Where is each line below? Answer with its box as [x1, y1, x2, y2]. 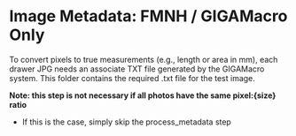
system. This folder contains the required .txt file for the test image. [9, 72, 255, 83]
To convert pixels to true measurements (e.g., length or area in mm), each [9, 54, 278, 64]
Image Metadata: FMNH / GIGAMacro [9, 6, 288, 26]
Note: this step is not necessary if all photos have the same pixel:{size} [9, 90, 277, 101]
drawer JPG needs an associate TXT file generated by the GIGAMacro [9, 64, 265, 74]
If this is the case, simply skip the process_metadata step [21, 117, 232, 127]
